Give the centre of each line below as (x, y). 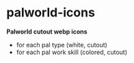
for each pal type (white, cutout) (62, 45)
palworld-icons (51, 13)
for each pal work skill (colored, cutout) (72, 52)
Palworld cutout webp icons (47, 32)
